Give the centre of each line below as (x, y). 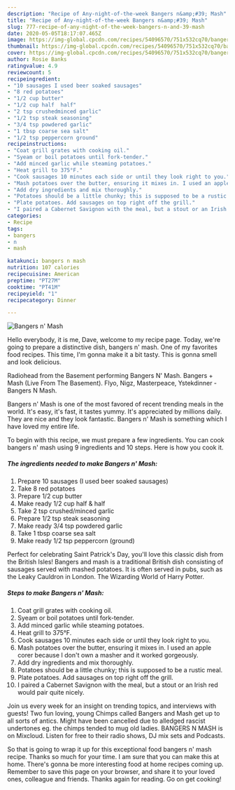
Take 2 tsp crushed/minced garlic (66, 511)
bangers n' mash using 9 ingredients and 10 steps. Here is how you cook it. (115, 448)
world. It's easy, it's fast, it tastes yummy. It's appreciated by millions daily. (115, 411)
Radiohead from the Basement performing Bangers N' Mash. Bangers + (110, 376)
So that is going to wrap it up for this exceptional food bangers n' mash (109, 749)
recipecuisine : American (43, 274)
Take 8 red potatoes (46, 489)
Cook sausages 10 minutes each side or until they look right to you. (114, 640)
